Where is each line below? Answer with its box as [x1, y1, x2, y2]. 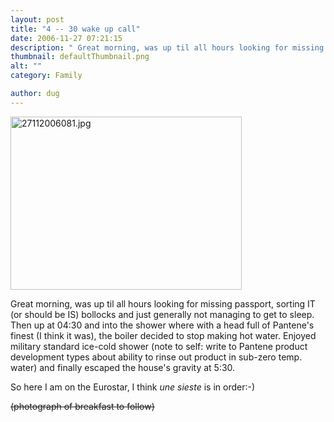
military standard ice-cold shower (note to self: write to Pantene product [10, 340, 308, 352]
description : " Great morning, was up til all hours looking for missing [10, 42, 325, 53]
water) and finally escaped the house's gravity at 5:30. [10, 361, 236, 373]
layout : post [10, 14, 65, 25]
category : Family [10, 71, 83, 81]
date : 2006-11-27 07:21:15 [10, 33, 123, 43]
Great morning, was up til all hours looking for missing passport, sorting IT [10, 297, 316, 310]
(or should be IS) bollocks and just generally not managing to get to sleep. [10, 308, 315, 320]
